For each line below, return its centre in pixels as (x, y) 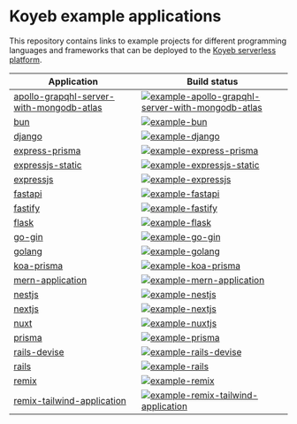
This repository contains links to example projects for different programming (148, 41)
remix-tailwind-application (70, 400)
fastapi (28, 194)
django (28, 136)
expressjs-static (48, 165)
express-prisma (47, 150)
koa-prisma (38, 266)
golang (28, 251)
